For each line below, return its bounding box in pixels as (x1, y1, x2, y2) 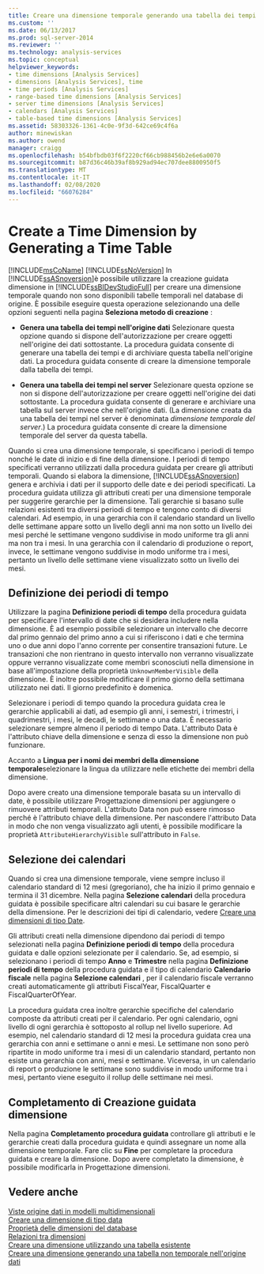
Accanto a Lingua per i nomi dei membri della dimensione (8, 756, 200, 765)
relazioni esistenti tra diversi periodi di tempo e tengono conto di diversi (8, 504, 242, 514)
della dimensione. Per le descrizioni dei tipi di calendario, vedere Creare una (8, 908, 257, 917)
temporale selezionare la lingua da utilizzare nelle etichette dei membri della (8, 764, 255, 774)
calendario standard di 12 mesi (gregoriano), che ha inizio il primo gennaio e (8, 882, 255, 892)
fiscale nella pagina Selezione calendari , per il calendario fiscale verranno (8, 973, 255, 983)
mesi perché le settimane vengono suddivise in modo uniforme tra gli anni (8, 529, 249, 539)
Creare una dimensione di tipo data (8, 1215, 123, 1224)
